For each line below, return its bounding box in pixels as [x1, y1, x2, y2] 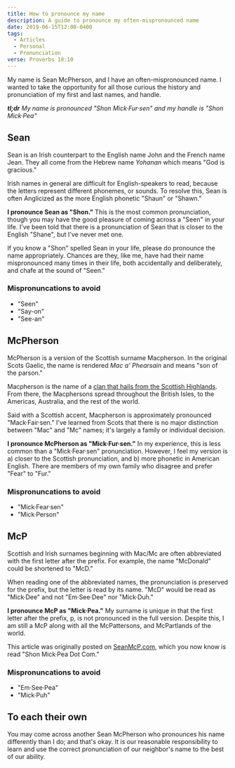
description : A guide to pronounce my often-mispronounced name [7, 17, 199, 24]
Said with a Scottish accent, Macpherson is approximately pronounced [7, 411, 212, 419]
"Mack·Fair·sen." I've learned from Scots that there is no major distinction [7, 418, 219, 426]
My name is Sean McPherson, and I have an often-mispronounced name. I [7, 75, 222, 84]
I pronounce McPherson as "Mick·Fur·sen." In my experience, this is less [7, 439, 221, 447]
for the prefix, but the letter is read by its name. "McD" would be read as [7, 585, 216, 594]
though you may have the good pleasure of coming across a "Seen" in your [7, 215, 225, 224]
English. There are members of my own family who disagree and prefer [7, 461, 213, 470]
